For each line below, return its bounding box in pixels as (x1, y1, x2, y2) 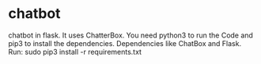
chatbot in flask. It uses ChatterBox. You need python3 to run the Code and (8, 30, 253, 40)
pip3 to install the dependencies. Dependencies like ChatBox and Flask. (8, 38, 242, 48)
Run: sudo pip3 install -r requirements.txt (8, 47, 142, 56)
